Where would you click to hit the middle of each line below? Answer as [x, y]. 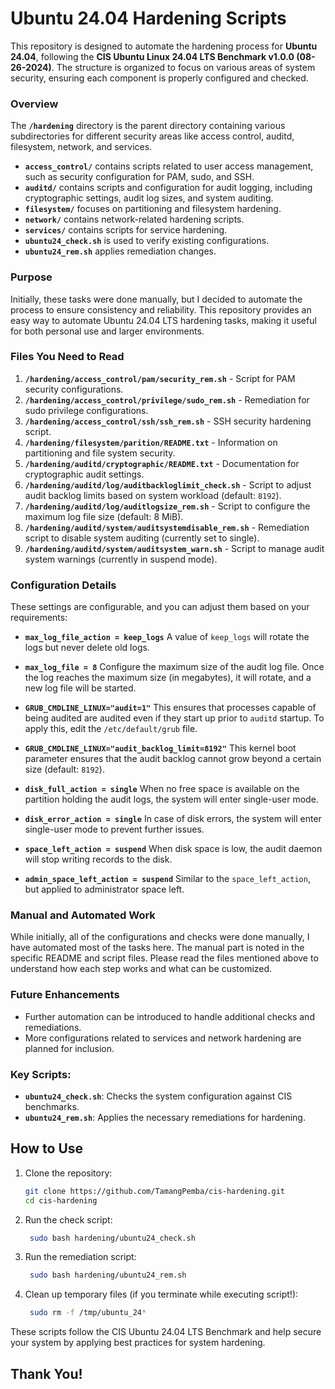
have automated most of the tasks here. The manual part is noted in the [157, 948]
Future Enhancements [65, 995]
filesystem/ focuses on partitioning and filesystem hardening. [153, 209]
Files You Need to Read [67, 357]
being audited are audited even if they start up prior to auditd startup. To [174, 718]
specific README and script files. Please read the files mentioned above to [164, 958]
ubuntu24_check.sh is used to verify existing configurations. [147, 241]
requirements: [39, 618]
